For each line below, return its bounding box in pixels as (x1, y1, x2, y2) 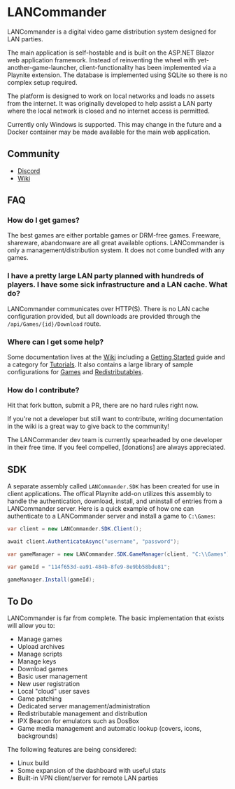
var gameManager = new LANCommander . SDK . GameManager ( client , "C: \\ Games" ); (7, 551, 233, 558)
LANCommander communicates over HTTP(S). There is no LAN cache (7, 304, 210, 313)
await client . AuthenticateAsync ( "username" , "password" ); (7, 538, 180, 545)
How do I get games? (7, 215, 80, 225)
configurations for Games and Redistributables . (7, 368, 143, 376)
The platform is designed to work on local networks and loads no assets (7, 92, 215, 100)
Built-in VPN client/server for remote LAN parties (17, 774, 159, 782)
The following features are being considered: (7, 746, 137, 754)
